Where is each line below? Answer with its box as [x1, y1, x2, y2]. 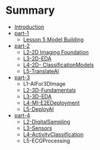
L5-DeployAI [23, 105, 54, 112]
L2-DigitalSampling [23, 118, 71, 125]
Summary [5, 4, 55, 17]
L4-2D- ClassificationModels [23, 61, 94, 68]
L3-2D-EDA [23, 55, 52, 62]
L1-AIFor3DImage [23, 80, 66, 87]
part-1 [14, 29, 29, 36]
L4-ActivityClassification [23, 130, 84, 137]
